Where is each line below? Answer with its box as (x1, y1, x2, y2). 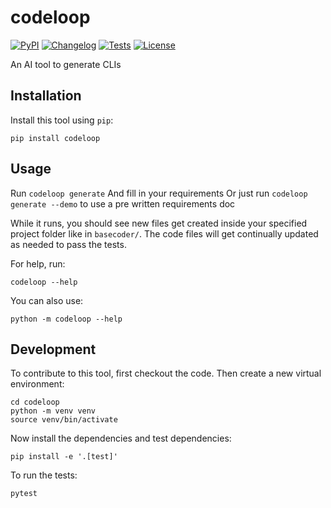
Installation (10, 87, 82, 105)
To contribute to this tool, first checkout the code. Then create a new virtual (10, 367, 322, 380)
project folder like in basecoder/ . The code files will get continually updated (10, 227, 319, 240)
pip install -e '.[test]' (10, 452, 118, 462)
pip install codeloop (10, 133, 101, 143)
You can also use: (10, 294, 84, 306)
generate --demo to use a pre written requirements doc (10, 197, 236, 210)
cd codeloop (10, 397, 60, 408)
